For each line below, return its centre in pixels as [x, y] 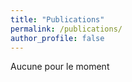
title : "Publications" [57, 19]
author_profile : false [57, 38]
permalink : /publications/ [66, 29]
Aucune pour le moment [60, 67]
